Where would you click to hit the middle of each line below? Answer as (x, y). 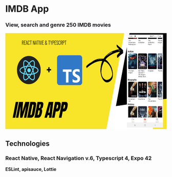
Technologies (28, 143)
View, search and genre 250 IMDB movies (58, 25)
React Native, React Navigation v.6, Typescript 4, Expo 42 (79, 158)
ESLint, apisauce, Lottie (31, 169)
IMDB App (27, 9)
